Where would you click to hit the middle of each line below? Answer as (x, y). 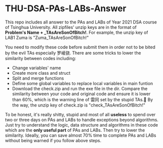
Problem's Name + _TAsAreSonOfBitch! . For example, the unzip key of (77, 32)
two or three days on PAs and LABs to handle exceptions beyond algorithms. (82, 120)
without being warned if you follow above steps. (53, 140)
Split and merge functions (38, 78)
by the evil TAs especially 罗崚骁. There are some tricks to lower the (73, 53)
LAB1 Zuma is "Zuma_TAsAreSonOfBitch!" (47, 38)
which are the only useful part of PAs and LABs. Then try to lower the (75, 130)
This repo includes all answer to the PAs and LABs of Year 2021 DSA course (81, 22)
